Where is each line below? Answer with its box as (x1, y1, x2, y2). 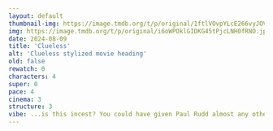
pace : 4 (8, 87, 35, 96)
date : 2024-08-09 (8, 34, 67, 43)
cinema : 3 (8, 95, 42, 103)
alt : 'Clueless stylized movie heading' (8, 50, 148, 58)
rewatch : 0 (8, 65, 45, 73)
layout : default (8, 11, 63, 20)
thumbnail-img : (8, 20, 60, 28)
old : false (8, 58, 45, 66)
